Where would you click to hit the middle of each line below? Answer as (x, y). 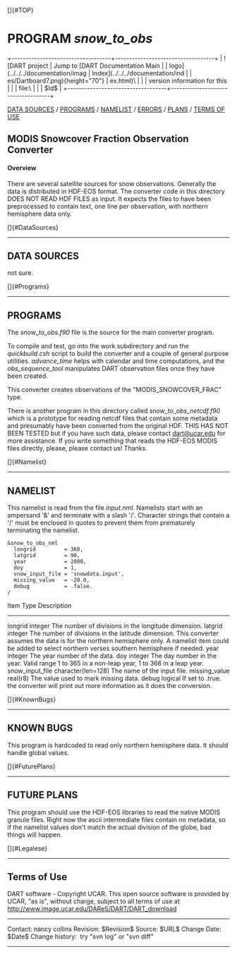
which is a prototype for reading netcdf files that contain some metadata (113, 418)
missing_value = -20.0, (52, 580)
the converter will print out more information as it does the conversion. (110, 685)
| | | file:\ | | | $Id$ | (35, 88)
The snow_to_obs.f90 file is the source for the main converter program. (111, 332)
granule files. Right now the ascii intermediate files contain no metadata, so (116, 819)
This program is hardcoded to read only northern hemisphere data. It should (118, 745)
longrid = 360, (48, 549)
